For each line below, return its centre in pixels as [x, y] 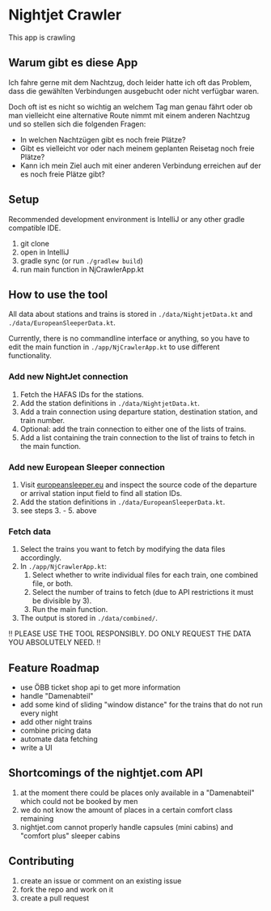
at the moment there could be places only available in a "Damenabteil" [137, 793]
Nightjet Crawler [65, 15]
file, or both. [53, 584]
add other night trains [56, 722]
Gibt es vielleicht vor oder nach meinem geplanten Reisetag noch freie [137, 148]
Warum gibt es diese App [73, 63]
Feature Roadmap [54, 667]
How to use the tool [58, 295]
